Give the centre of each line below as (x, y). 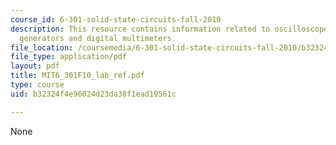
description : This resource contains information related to (140, 29)
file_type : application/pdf (69, 57)
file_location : (42, 47)
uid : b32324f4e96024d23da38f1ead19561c (93, 94)
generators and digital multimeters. (98, 38)
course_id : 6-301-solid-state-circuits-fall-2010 (116, 19)
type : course (37, 85)
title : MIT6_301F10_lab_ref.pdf (77, 76)
